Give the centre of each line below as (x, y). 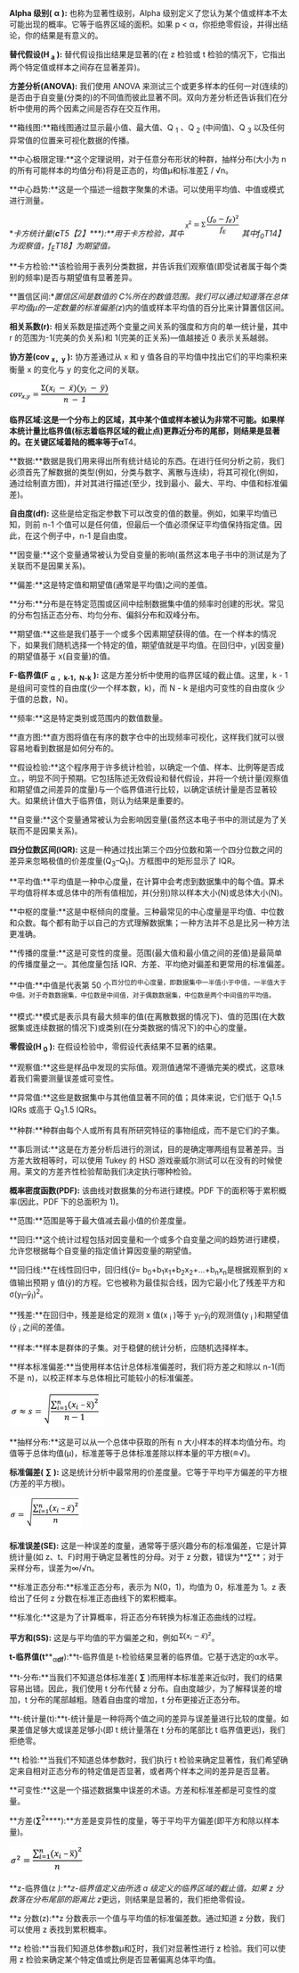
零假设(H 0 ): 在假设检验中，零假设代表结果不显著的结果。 (115, 1047)
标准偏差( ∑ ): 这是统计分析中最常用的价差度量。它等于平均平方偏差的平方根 (148, 1472)
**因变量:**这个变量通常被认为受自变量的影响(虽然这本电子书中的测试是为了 (148, 554)
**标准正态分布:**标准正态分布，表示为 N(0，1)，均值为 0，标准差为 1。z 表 (148, 1588)
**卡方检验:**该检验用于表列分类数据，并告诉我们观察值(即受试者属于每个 (145, 267)
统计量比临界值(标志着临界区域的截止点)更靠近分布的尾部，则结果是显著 (148, 430)
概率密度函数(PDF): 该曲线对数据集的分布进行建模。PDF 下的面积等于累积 (144, 1190)
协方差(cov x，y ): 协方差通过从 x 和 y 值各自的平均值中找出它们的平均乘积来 (148, 358)
